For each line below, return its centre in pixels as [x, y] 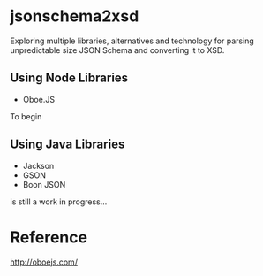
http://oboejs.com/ [44, 262]
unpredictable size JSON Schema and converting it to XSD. [117, 50]
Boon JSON [44, 184]
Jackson [38, 165]
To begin [26, 116]
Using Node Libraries [69, 78]
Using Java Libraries [68, 145]
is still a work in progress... [59, 202]
